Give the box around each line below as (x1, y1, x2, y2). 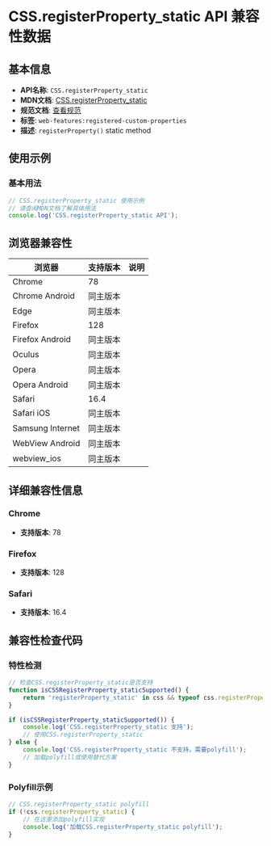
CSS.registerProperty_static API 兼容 (8, 7, 260, 26)
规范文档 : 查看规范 (19, 106, 81, 115)
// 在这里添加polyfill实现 (23, 815, 105, 823)
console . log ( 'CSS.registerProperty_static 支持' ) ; (23, 723, 194, 731)
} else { (8, 739, 38, 747)
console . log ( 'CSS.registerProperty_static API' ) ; (8, 212, 179, 220)
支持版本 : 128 (19, 567, 65, 578)
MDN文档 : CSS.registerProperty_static (19, 95, 148, 105)
